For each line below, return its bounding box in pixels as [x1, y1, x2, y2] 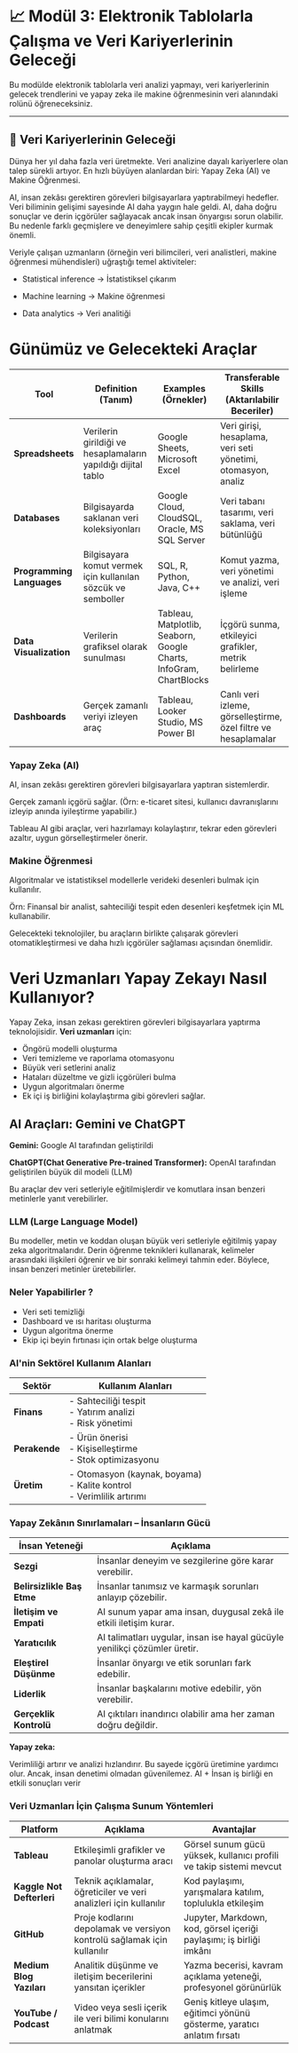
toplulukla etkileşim [183, 1897, 264, 1909]
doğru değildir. [97, 1719, 158, 1732]
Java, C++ [157, 582, 201, 594]
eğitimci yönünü [183, 2007, 251, 2019]
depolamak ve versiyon [74, 1922, 171, 1935]
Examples [163, 382, 206, 394]
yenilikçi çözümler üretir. [97, 1643, 200, 1655]
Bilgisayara [82, 548, 129, 560]
